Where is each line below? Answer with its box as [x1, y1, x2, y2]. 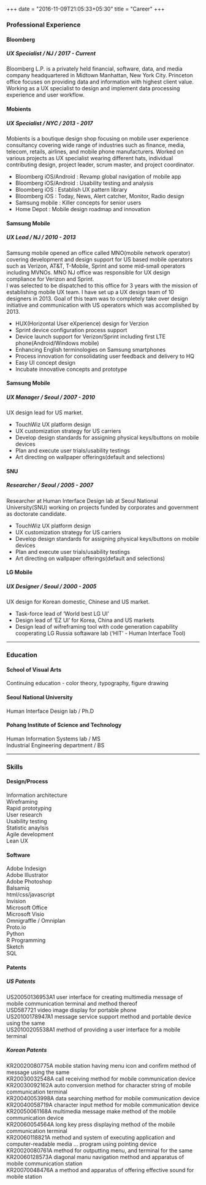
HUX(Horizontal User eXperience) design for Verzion [15, 319, 149, 327]
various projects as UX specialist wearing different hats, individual [6, 155, 174, 162]
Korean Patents [6, 1046, 47, 1054]
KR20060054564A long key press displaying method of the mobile [6, 1121, 175, 1128]
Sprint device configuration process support [15, 326, 128, 333]
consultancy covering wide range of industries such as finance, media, [6, 141, 186, 149]
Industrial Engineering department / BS [6, 741, 105, 748]
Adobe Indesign [6, 865, 47, 872]
